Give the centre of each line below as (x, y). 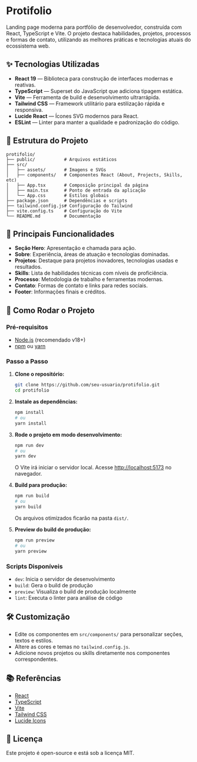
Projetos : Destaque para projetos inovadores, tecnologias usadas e (96, 260)
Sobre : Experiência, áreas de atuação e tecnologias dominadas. (92, 255)
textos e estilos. (34, 640)
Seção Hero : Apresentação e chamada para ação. (75, 248)
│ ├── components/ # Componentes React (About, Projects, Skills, (94, 175)
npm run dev (29, 445)
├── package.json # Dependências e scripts (67, 200)
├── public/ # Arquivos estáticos (61, 159)
